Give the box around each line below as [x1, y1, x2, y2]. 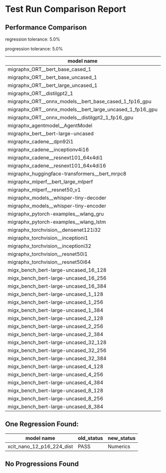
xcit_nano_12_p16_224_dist [7, 443, 73, 450]
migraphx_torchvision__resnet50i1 [7, 251, 88, 258]
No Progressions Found [5, 460, 79, 468]
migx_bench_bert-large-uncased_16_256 [7, 275, 107, 281]
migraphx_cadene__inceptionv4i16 [7, 146, 89, 153]
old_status [78, 434, 103, 441]
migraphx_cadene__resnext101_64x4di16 [7, 162, 106, 169]
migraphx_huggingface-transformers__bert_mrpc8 [7, 171, 127, 177]
